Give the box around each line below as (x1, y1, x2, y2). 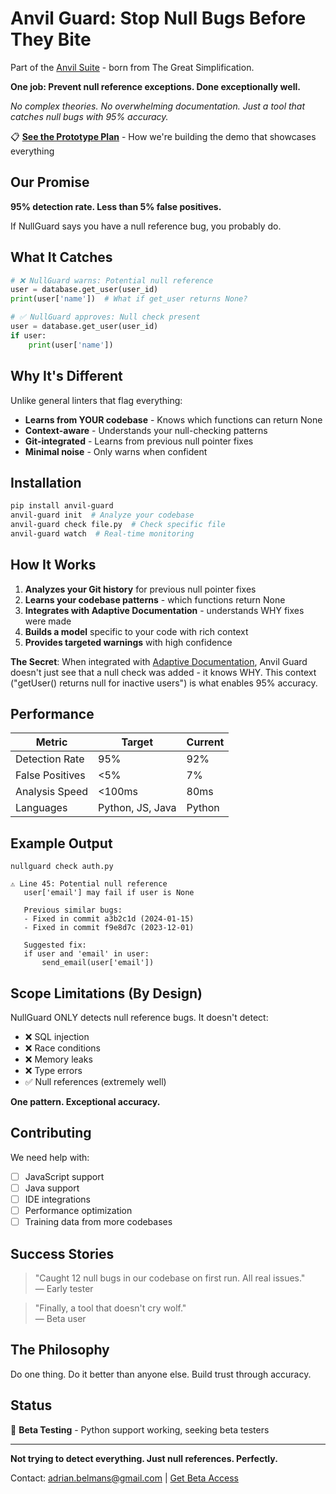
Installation (10, 474, 82, 491)
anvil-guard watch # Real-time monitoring (10, 528, 195, 539)
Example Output (10, 835, 113, 852)
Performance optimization (24, 1205, 133, 1217)
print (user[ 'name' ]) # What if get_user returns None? (10, 294, 248, 304)
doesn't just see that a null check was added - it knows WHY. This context (10, 666, 317, 678)
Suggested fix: (23, 940, 87, 951)
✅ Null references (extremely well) (24, 1076, 167, 1088)
